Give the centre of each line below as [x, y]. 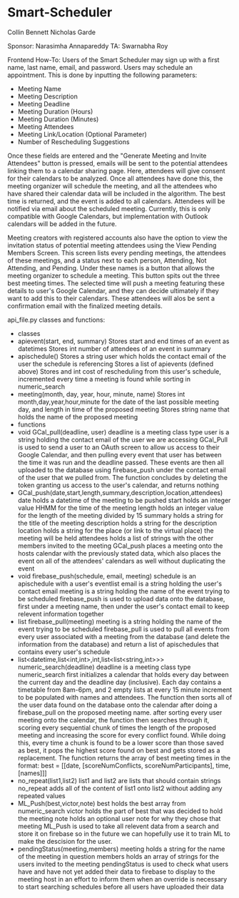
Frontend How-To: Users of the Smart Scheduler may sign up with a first [113, 60]
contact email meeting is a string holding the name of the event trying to [124, 591]
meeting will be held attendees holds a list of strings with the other [116, 538]
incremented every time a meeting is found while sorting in [104, 379]
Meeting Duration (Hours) [55, 111]
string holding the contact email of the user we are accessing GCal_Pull [123, 439]
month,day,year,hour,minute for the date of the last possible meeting [118, 402]
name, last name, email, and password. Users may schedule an [100, 67]
